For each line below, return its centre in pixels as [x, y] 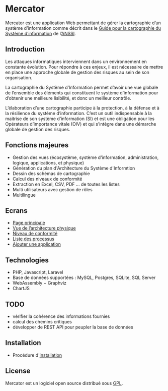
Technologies [27, 260]
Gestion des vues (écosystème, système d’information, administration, [86, 157]
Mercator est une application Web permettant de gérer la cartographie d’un [83, 23]
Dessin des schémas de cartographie [51, 173]
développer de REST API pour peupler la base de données [73, 327]
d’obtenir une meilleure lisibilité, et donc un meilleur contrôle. [68, 98]
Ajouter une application [37, 244]
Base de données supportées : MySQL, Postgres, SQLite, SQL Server [84, 277]
